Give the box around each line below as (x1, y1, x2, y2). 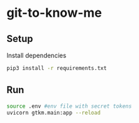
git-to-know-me (6, 5, 103, 21)
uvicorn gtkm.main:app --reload (6, 109, 101, 116)
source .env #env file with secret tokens (6, 103, 132, 110)
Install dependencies (6, 51, 67, 59)
